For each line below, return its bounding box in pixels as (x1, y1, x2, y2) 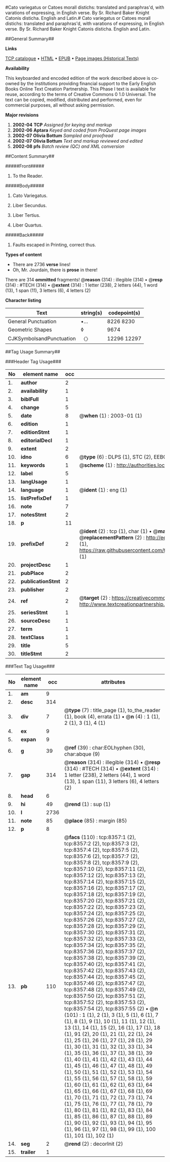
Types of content (5, 251, 42, 257)
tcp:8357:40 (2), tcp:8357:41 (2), (64, 961, 146, 967)
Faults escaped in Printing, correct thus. (12, 242, 96, 248)
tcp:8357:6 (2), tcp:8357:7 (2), (64, 853, 139, 860)
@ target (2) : (79, 594, 111, 601)
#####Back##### (5, 232, 44, 238)
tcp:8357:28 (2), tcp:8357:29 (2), (64, 923, 146, 929)
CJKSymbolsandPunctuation (8, 335, 76, 342)
